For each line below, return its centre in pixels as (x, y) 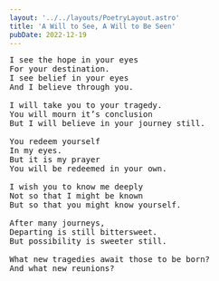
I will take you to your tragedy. (86, 106)
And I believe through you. (71, 87)
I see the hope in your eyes (74, 60)
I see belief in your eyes (69, 78)
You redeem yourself (55, 142)
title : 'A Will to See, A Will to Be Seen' (93, 26)
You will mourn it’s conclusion (81, 115)
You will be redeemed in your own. (88, 169)
